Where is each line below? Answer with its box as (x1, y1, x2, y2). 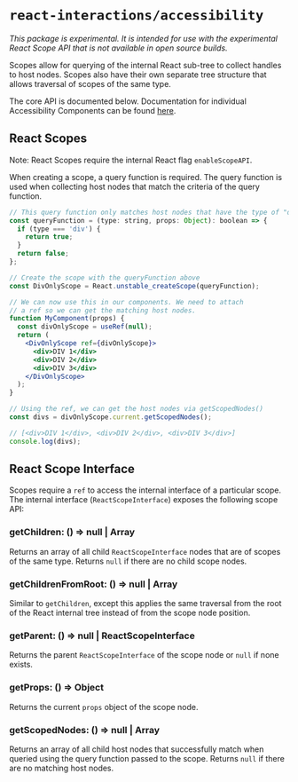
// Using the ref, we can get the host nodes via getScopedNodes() (9, 405, 264, 414)
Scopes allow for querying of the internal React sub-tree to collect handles (9, 59, 282, 70)
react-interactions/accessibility (9, 7, 264, 24)
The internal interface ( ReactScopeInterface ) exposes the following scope (9, 494, 278, 505)
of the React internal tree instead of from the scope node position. (9, 607, 251, 619)
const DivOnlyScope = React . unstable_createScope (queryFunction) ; (9, 281, 260, 290)
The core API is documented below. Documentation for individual (9, 96, 247, 107)
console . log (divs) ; (9, 437, 82, 446)
